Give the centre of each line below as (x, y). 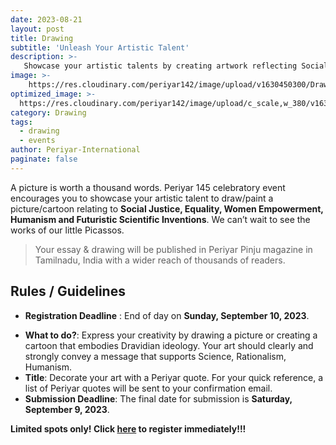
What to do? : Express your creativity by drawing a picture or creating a (171, 335)
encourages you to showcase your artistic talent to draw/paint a (142, 198)
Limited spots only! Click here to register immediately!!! (128, 428)
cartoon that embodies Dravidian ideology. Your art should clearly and (169, 345)
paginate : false (44, 159)
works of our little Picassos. (67, 230)
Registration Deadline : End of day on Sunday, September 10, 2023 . (167, 315)
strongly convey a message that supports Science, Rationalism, (155, 356)
